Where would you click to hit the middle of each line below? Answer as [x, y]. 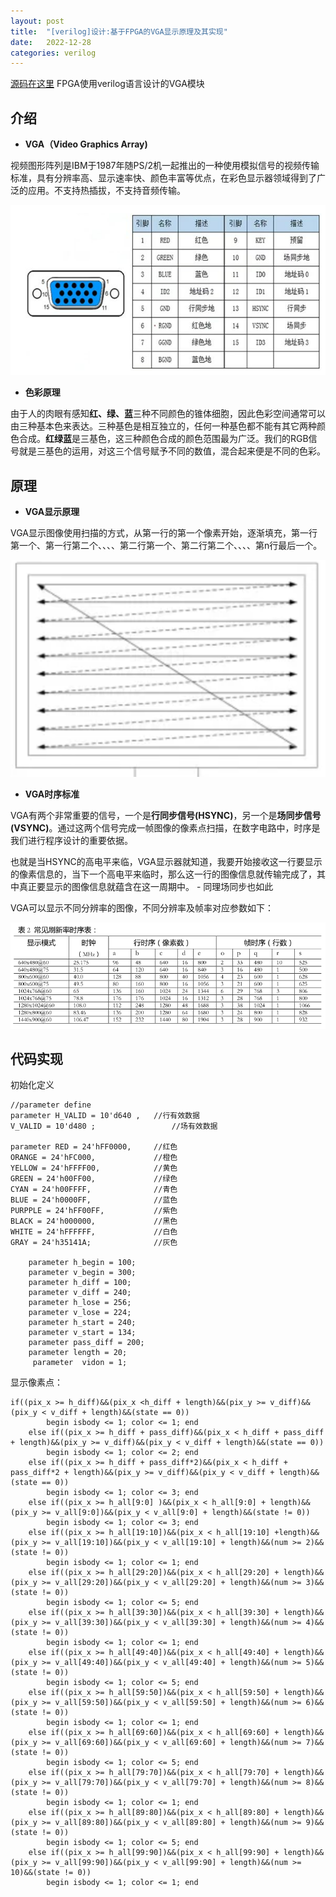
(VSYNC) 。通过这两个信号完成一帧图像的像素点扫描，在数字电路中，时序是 [165, 828]
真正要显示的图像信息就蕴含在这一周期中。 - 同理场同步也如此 [146, 887]
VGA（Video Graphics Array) [86, 144]
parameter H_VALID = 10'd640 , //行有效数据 [105, 1116]
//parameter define [51, 1105]
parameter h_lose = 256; [80, 1303]
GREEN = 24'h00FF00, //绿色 [94, 1179]
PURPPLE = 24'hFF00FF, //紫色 [94, 1211]
